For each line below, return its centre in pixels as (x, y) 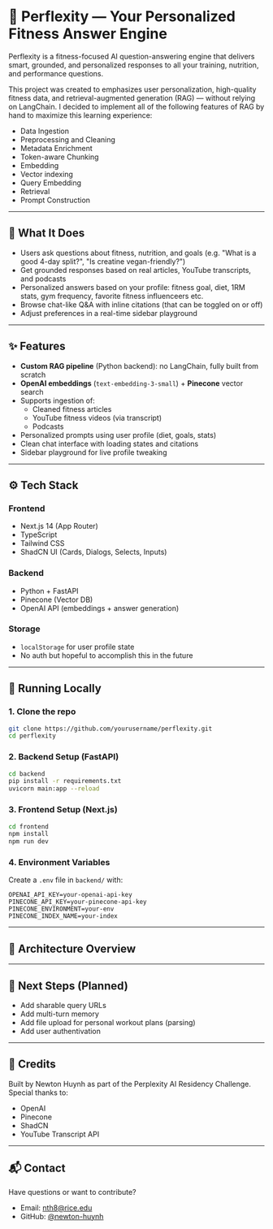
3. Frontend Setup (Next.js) (63, 810)
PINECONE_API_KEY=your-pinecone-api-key (78, 902)
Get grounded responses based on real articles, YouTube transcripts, (136, 270)
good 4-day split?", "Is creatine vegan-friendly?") (103, 261)
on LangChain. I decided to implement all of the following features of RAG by (136, 106)
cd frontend (28, 827)
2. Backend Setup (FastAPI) (64, 757)
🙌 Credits (32, 1065)
